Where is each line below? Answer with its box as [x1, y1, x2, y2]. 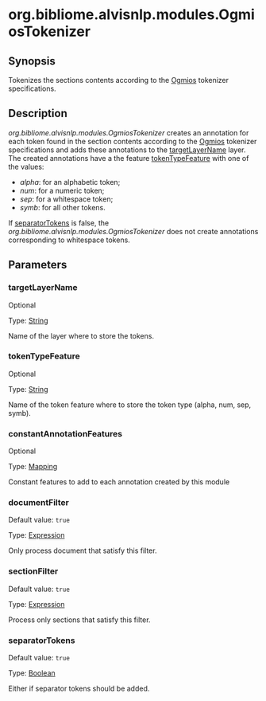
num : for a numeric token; [19, 186, 105, 195]
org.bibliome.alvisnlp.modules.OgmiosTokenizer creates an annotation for [8, 127, 249, 137]
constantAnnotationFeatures [8, 428, 123, 439]
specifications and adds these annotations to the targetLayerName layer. [8, 145, 246, 155]
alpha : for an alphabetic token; [19, 177, 121, 186]
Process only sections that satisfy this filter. [8, 615, 151, 625]
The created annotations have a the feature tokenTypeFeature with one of [8, 153, 249, 163]
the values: [8, 162, 44, 171]
